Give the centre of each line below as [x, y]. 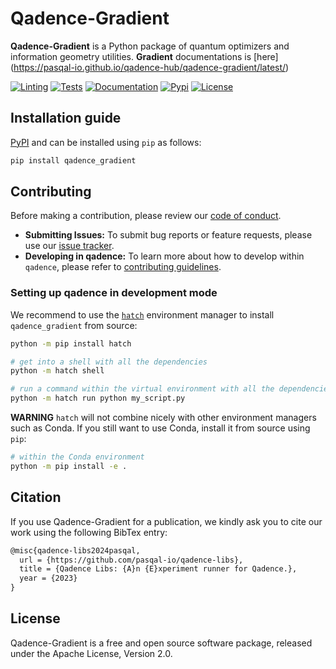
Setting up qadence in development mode [114, 293]
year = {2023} [48, 578]
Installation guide [66, 118]
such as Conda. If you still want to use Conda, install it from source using [160, 428]
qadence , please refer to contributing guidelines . [123, 267]
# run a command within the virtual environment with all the [142, 389]
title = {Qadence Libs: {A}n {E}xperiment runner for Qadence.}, [158, 569]
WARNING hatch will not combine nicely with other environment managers [163, 418]
